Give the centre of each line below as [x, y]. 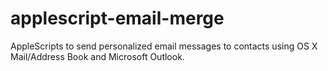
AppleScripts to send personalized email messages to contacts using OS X [164, 46]
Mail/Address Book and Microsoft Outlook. [97, 56]
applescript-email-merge [117, 18]
